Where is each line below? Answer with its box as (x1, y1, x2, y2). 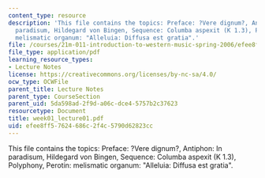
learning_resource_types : (8, 56, 93, 64)
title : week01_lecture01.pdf (8, 115, 104, 123)
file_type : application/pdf (8, 48, 101, 56)
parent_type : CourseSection (8, 93, 101, 100)
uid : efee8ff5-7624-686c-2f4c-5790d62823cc (8, 122, 154, 130)
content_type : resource (8, 11, 87, 20)
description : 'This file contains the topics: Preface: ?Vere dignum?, (8, 19, 248, 27)
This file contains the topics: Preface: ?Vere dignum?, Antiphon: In (8, 143, 222, 153)
